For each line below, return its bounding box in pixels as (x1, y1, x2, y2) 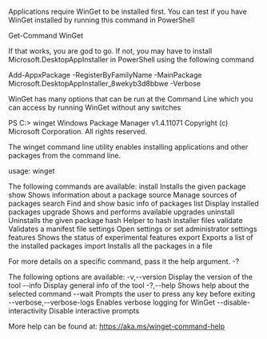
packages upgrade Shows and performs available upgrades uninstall (8, 207, 235, 217)
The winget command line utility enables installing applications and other (8, 142, 249, 151)
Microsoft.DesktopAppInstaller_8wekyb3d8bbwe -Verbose (8, 79, 201, 88)
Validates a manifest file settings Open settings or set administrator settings (8, 224, 257, 233)
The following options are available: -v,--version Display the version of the (8, 272, 253, 281)
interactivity (8, 306, 48, 315)
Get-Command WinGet (8, 31, 84, 40)
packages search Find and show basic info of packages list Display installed (8, 199, 260, 208)
